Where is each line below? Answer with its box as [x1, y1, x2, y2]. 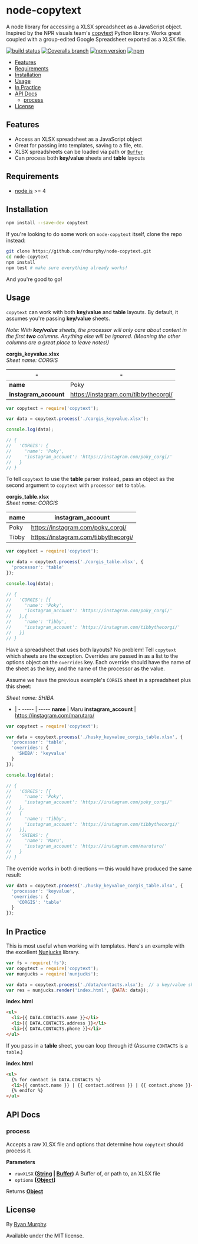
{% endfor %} [11, 1088, 44, 1094]
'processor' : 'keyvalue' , [11, 888, 75, 894]
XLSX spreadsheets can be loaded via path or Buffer [14, 148, 143, 155]
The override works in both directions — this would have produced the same [6, 865, 192, 872]
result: [6, 871, 22, 878]
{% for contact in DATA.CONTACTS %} [11, 1077, 101, 1083]
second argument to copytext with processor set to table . [6, 482, 146, 489]
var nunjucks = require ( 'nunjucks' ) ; [6, 971, 99, 977]
